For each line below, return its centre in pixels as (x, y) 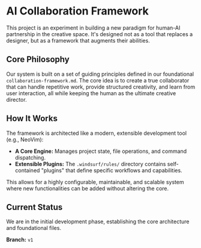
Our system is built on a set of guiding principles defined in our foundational (100, 74)
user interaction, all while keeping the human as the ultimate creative (91, 93)
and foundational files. (34, 228)
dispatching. (30, 157)
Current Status (34, 207)
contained (27, 170)
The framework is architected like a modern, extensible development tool (97, 133)
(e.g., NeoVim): (25, 139)
